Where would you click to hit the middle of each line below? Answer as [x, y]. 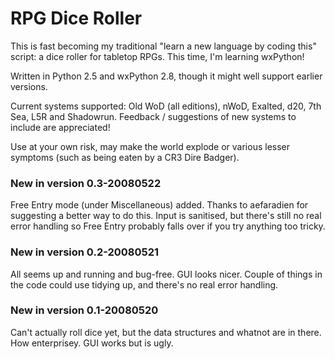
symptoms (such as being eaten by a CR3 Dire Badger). [125, 157]
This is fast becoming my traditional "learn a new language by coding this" [163, 46]
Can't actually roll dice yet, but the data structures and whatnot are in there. [166, 332]
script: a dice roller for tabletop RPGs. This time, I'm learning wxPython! [157, 56]
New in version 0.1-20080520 [84, 310]
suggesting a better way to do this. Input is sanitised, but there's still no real [166, 216]
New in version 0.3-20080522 [86, 183]
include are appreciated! [60, 127]
